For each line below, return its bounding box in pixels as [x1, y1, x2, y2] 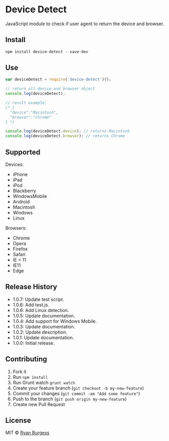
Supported [5, 148, 41, 156]
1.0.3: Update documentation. [12, 323, 76, 329]
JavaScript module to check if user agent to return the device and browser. [5, 21, 164, 27]
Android [12, 199, 30, 205]
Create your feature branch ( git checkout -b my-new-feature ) [12, 384, 144, 391]
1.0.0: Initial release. [12, 340, 55, 346]
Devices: [5, 161, 24, 168]
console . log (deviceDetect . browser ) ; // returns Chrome [5, 134, 125, 139]
